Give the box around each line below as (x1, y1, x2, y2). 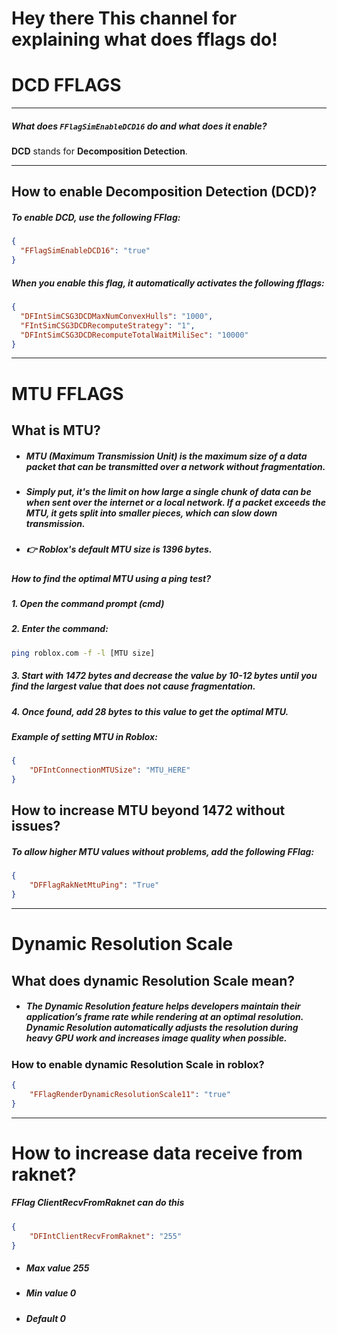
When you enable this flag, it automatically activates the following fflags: (11, 277, 325, 289)
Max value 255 (25, 1262, 90, 1274)
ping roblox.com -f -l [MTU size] (11, 648, 156, 658)
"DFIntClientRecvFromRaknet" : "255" (29, 1231, 183, 1241)
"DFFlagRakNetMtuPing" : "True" (29, 880, 160, 891)
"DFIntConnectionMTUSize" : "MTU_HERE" (29, 765, 191, 776)
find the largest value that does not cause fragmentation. (11, 680, 256, 692)
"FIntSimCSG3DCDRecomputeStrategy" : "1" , (20, 320, 196, 331)
